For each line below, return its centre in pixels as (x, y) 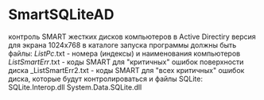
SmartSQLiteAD (61, 15)
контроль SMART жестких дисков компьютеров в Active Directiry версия (132, 37)
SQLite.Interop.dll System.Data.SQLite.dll (75, 87)
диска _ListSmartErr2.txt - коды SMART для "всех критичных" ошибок (126, 70)
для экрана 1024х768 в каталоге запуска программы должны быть (122, 44)
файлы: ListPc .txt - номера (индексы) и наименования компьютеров (124, 53)
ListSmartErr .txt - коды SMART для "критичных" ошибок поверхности (126, 62)
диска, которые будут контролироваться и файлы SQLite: (105, 79)
